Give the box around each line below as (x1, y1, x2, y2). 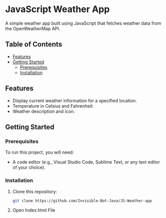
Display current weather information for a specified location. (12, 97, 137, 104)
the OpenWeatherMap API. (5, 25, 61, 31)
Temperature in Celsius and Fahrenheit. (12, 103, 94, 109)
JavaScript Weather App (5, 4, 110, 15)
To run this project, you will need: (5, 150, 74, 156)
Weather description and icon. (12, 108, 75, 114)
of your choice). (12, 165, 46, 171)
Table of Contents (5, 40, 63, 49)
